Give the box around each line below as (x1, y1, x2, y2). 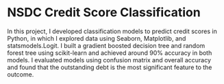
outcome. (7, 70, 34, 79)
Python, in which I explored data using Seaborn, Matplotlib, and (7, 34, 186, 42)
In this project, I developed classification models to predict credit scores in (7, 27, 217, 35)
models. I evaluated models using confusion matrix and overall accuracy (7, 56, 211, 64)
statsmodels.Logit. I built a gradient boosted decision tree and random (7, 41, 206, 49)
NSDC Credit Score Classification (7, 5, 201, 20)
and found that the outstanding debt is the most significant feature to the (7, 63, 212, 71)
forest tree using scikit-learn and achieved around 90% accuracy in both (7, 49, 212, 57)
